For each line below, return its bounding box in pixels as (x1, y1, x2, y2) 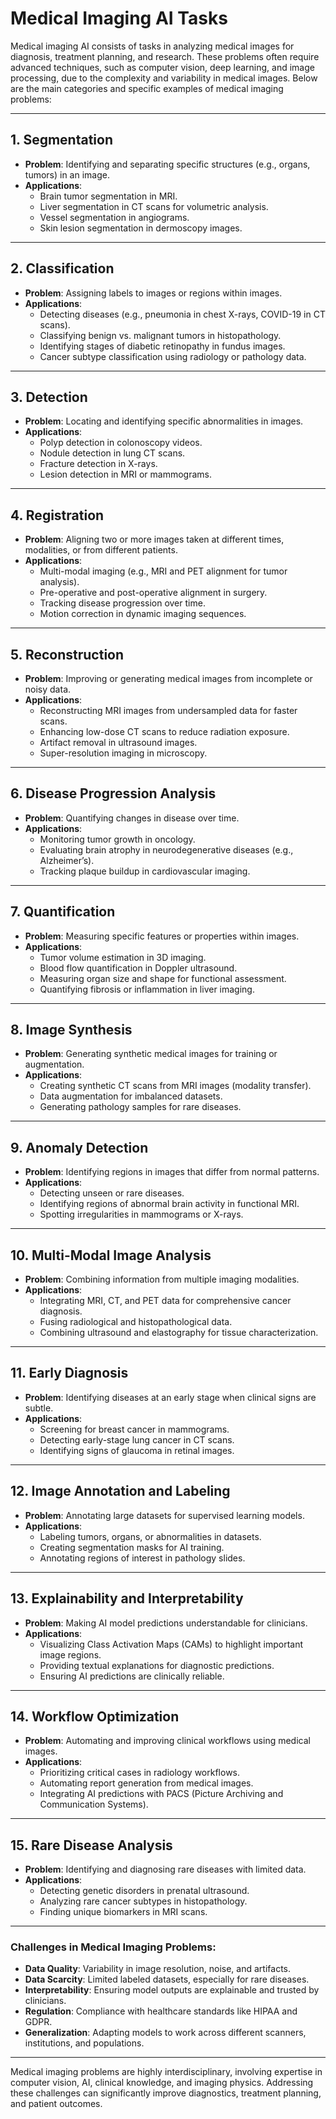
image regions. (39, 1648, 102, 1661)
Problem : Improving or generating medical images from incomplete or (24, 673, 313, 684)
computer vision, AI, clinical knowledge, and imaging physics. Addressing (10, 2077, 314, 2089)
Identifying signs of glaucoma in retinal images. (39, 1444, 235, 1456)
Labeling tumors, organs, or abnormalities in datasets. (39, 1530, 262, 1542)
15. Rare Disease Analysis (10, 1837, 173, 1854)
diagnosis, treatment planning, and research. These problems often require (10, 50, 320, 62)
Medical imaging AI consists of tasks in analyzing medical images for (10, 40, 295, 52)
